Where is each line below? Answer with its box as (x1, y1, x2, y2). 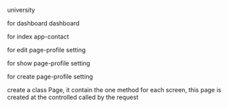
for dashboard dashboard (7, 19, 80, 27)
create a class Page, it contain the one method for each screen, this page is (7, 86, 222, 94)
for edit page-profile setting (7, 46, 86, 54)
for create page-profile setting (7, 72, 93, 80)
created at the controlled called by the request (7, 93, 139, 101)
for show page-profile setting (7, 59, 91, 67)
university (7, 6, 36, 14)
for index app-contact (7, 32, 70, 41)
